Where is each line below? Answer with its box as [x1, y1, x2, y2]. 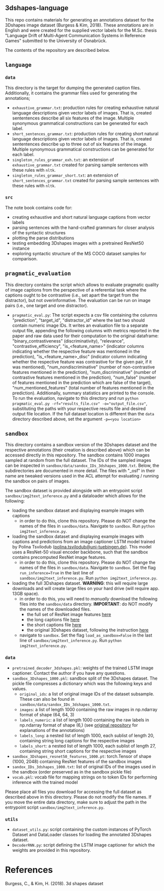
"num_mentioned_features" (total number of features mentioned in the [12, 385, 154, 390]
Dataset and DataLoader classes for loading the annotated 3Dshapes [12, 832, 152, 838]
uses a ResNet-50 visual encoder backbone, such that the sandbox [12, 549, 148, 555]
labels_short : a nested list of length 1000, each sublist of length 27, [19, 743, 156, 749]
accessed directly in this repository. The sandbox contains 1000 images [5, 452, 150, 458]
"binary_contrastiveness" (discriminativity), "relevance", [12, 338, 125, 344]
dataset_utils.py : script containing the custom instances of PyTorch [12, 826, 152, 832]
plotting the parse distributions [12, 235, 74, 241]
